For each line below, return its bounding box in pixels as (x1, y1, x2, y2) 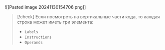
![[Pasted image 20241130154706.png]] (5, 4, 86, 10)
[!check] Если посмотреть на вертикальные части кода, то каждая (17, 14, 160, 19)
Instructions (24, 35, 52, 40)
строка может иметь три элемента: (17, 19, 94, 25)
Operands (24, 40, 43, 45)
